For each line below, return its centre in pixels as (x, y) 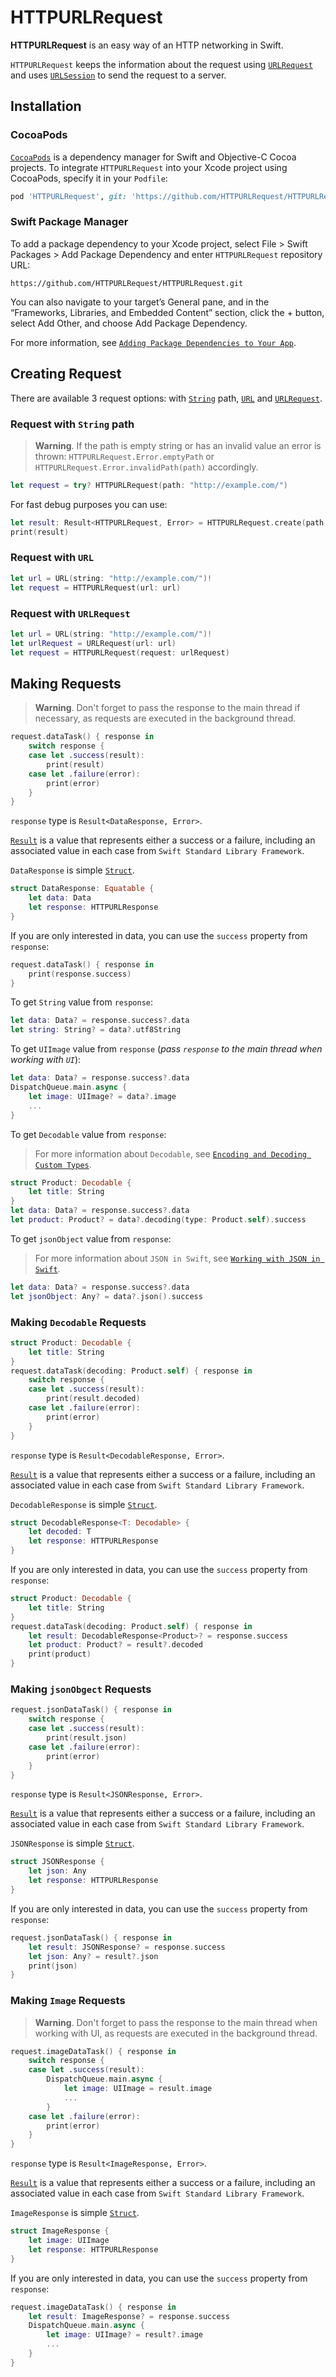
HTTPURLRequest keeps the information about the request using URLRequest (161, 64)
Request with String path (72, 424)
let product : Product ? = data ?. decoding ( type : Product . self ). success (158, 1220)
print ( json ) (53, 1966)
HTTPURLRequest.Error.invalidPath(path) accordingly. (146, 467)
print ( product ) (60, 1654)
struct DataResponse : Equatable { (82, 889)
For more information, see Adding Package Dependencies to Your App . (153, 342)
